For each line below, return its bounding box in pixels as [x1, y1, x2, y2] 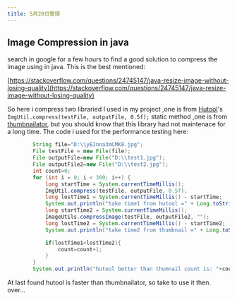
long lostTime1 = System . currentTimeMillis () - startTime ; [44, 193, 222, 201]
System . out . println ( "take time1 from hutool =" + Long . [44, 200, 213, 208]
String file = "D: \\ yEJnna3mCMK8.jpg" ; [32, 141, 143, 148]
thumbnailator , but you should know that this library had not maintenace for [7, 120, 226, 128]
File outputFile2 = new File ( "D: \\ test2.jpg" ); [32, 161, 169, 168]
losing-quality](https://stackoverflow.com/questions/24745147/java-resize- [7, 84, 226, 92]
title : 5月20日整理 [7, 10, 61, 18]
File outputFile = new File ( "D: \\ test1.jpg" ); [32, 155, 166, 162]
